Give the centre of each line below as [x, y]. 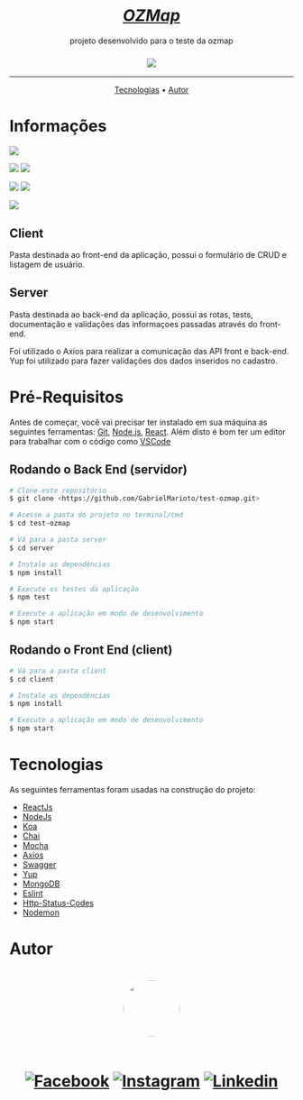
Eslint [32, 894]
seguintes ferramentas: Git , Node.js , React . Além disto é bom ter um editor [147, 431]
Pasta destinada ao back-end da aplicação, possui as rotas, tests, [132, 314]
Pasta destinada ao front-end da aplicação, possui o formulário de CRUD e [148, 254]
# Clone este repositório [58, 490]
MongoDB [41, 884]
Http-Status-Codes [58, 903]
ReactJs [37, 807]
